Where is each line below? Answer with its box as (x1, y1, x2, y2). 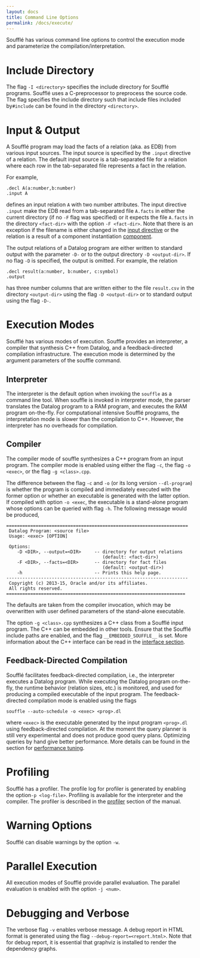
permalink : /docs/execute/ (6, 20, 73, 26)
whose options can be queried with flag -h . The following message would (6, 505, 187, 512)
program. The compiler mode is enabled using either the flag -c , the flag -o (6, 461, 191, 468)
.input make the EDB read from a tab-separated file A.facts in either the (6, 208, 185, 215)
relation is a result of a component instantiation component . (6, 233, 153, 240)
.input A (6, 191, 28, 197)
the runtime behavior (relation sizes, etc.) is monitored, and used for (14, 684, 183, 691)
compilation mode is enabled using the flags (27, 697, 137, 704)
